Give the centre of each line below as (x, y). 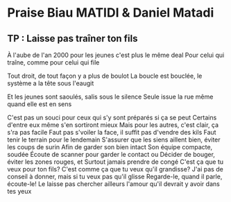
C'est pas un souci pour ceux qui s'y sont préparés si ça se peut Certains (112, 117)
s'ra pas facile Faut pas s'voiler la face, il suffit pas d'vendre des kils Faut (112, 132)
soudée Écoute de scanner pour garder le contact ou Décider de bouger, (111, 154)
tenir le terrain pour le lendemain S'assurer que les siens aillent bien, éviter (114, 140)
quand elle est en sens (40, 104)
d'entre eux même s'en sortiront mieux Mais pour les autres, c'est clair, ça (113, 125)
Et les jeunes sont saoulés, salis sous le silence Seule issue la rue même (110, 96)
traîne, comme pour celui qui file (53, 62)
